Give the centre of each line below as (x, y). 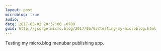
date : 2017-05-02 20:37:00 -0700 (40, 24)
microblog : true (22, 15)
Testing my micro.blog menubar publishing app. (55, 43)
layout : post (19, 10)
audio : (12, 19)
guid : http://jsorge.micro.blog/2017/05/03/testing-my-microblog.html (81, 29)
